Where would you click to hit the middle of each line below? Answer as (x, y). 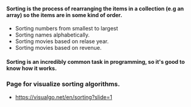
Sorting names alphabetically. (52, 35)
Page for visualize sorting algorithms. (63, 84)
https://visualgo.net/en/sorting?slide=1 (64, 97)
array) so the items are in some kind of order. (64, 15)
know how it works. (31, 68)
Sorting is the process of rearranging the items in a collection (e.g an (95, 9)
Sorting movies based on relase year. (62, 41)
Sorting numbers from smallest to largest (67, 29)
